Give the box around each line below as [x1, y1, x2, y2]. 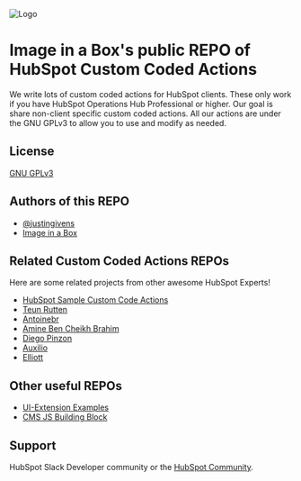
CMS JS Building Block [22, 412, 108, 422]
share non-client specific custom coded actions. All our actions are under [9, 108, 281, 119]
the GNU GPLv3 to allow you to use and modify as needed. [9, 117, 227, 128]
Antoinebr [22, 313, 60, 324]
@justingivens [22, 217, 75, 229]
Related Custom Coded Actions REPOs [9, 253, 230, 268]
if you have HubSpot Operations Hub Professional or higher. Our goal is [9, 98, 274, 109]
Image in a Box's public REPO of [9, 41, 252, 60]
